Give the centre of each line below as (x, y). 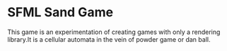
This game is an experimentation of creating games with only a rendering (114, 32)
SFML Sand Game (60, 12)
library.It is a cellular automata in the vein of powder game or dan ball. (109, 39)
